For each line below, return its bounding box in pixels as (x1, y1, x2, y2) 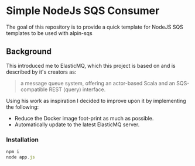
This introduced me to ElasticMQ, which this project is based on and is (6, 62, 176, 69)
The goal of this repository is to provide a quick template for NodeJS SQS (6, 23, 183, 30)
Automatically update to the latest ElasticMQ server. (14, 121, 140, 128)
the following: (6, 103, 39, 110)
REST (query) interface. (49, 86, 106, 93)
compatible (20, 86, 48, 93)
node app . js (6, 154, 35, 160)
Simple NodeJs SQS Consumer (6, 4, 160, 18)
